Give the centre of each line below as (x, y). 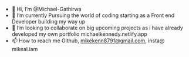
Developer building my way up (48, 21)
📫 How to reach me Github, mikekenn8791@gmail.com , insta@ (88, 41)
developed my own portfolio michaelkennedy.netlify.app (80, 34)
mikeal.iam (25, 49)
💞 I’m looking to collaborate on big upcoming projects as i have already (97, 28)
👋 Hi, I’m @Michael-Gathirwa (46, 9)
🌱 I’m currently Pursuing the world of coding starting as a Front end (93, 15)
